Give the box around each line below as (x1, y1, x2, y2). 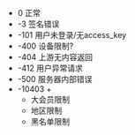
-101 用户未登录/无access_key (17, 30, 127, 40)
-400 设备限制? (17, 41, 74, 51)
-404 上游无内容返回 (17, 52, 94, 62)
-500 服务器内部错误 (17, 74, 93, 84)
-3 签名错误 (17, 19, 60, 29)
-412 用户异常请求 (17, 63, 84, 73)
